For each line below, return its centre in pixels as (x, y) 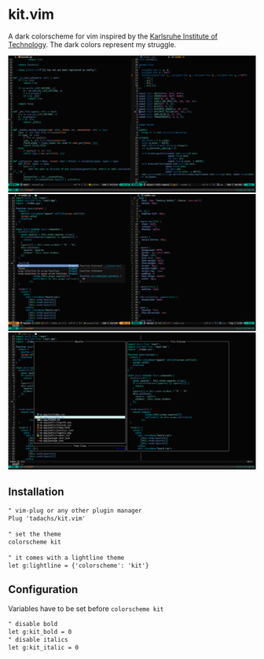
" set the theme (35, 534)
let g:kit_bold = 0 (40, 632)
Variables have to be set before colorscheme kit (86, 608)
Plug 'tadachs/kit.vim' (47, 518)
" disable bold (33, 624)
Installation (36, 491)
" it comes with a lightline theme (66, 558)
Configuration (43, 589)
